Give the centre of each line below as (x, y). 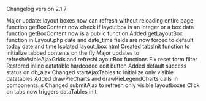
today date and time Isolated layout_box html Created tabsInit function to (98, 46)
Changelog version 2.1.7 (36, 9)
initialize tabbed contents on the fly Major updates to (73, 53)
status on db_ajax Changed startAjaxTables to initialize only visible (90, 72)
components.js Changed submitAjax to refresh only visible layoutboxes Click (103, 85)
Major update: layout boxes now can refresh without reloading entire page (100, 20)
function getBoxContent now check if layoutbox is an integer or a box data (100, 27)
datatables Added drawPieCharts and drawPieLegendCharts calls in (92, 79)
